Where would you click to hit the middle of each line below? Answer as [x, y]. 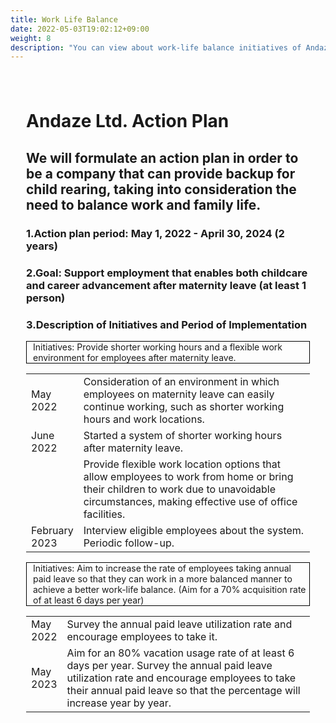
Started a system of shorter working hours [183, 435]
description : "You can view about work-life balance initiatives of [156, 47]
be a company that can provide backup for [161, 173]
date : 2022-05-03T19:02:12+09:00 [80, 29]
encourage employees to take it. [142, 636]
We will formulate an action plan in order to [162, 157]
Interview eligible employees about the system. [194, 530]
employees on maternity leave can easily [179, 394]
